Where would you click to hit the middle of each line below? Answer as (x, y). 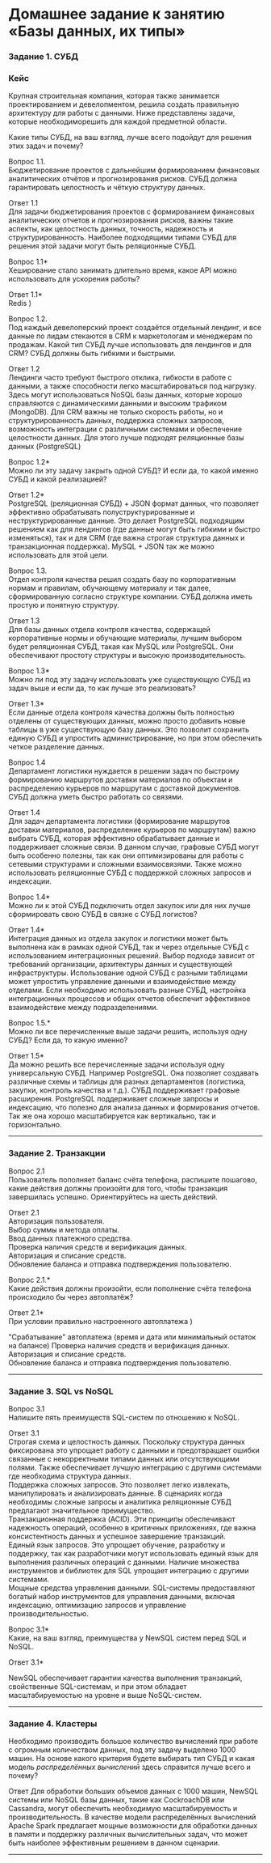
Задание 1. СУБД (44, 57)
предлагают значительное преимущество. (82, 1511)
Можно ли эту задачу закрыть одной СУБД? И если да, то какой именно (133, 471)
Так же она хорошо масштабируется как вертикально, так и (112, 1116)
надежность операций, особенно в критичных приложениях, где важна (132, 1528)
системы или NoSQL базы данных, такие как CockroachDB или (117, 1800)
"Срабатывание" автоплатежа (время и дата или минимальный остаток (132, 1337)
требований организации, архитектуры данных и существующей (120, 965)
